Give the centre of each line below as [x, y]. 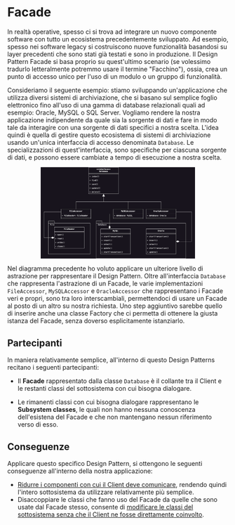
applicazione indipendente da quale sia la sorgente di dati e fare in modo [112, 119]
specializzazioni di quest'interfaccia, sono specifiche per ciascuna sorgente [117, 150]
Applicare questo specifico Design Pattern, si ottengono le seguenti [105, 464]
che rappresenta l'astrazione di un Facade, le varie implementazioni [105, 284]
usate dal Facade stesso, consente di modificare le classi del [105, 507]
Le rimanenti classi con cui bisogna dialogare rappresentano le [108, 402]
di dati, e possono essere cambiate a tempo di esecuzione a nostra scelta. [115, 157]
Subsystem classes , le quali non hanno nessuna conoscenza [106, 410]
